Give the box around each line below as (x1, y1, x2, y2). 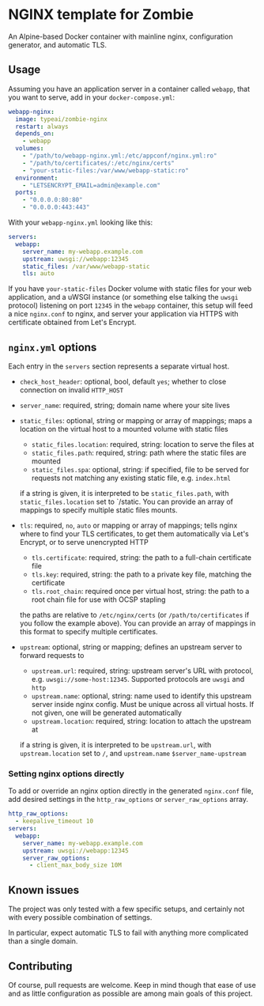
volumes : (15, 145, 44, 153)
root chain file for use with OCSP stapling (31, 595, 166, 604)
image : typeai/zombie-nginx (15, 115, 108, 123)
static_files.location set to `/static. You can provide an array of (19, 497, 233, 507)
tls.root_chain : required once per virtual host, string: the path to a (31, 587, 250, 596)
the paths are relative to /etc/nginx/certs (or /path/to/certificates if (19, 611, 250, 620)
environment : (15, 174, 58, 182)
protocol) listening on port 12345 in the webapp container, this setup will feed (8, 301, 253, 310)
